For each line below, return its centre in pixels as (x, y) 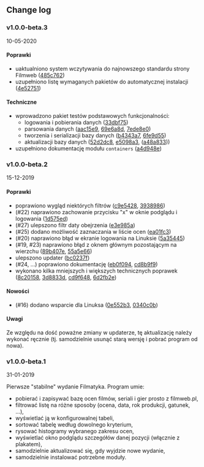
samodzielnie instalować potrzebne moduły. (71, 457)
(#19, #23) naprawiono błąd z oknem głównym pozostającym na (96, 244)
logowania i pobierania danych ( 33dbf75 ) (76, 123)
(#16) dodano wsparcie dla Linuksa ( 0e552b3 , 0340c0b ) (86, 305)
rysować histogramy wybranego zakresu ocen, (74, 431)
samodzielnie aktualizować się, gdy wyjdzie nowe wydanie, (90, 451)
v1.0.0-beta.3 (27, 28)
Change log (29, 10)
